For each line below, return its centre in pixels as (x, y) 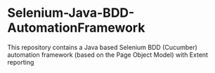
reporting (21, 62)
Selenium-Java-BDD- (71, 13)
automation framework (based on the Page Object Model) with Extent (108, 55)
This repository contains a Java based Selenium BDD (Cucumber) (103, 47)
